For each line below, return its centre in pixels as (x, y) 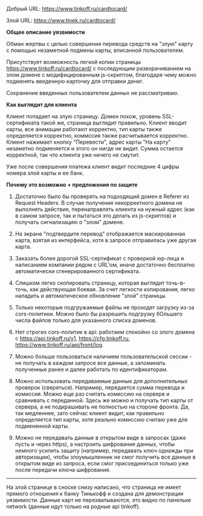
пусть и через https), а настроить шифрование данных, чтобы (95, 444)
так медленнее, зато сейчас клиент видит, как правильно (89, 413)
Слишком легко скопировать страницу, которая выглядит (90, 283)
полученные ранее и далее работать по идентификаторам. (91, 369)
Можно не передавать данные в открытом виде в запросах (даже (100, 438)
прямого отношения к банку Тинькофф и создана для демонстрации (95, 494)
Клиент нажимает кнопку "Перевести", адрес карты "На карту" (89, 142)
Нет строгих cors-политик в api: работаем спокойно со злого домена (105, 332)
